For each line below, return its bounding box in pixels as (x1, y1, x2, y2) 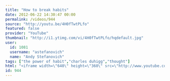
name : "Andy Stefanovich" (10, 54, 65, 59)
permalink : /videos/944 (5, 17, 56, 22)
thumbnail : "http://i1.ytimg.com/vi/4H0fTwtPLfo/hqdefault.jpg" (5, 36, 144, 41)
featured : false (5, 26, 39, 31)
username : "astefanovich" (10, 49, 65, 54)
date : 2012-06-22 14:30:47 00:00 (5, 12, 76, 17)
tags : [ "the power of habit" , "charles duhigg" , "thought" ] (5, 59, 130, 64)
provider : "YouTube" (5, 31, 49, 36)
